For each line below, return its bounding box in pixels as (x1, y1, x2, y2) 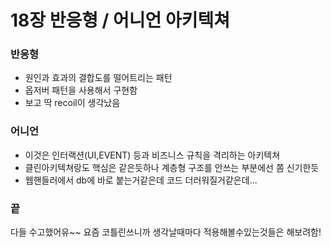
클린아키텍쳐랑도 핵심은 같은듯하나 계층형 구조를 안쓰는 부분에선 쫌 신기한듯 (24, 161, 320, 173)
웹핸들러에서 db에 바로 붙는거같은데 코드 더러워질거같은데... (24, 174, 258, 186)
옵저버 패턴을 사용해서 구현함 (24, 84, 138, 96)
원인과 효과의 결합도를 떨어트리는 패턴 (24, 72, 173, 84)
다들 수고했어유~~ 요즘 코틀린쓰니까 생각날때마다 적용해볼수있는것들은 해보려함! (10, 226, 322, 238)
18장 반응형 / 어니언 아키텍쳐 (10, 9, 231, 32)
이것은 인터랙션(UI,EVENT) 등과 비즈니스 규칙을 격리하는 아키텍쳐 (24, 149, 281, 161)
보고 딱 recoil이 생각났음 (24, 97, 121, 109)
